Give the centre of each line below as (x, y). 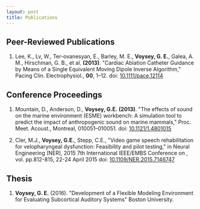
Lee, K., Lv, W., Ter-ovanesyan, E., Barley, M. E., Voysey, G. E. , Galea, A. (104, 56)
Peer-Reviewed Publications (61, 42)
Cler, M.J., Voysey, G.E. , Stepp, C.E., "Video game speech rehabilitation (104, 140)
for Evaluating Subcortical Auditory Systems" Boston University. (94, 199)
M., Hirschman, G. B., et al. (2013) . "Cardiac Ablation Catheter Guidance (105, 63)
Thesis (19, 178)
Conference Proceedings (54, 95)
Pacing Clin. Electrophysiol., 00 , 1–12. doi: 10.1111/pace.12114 (89, 76)
